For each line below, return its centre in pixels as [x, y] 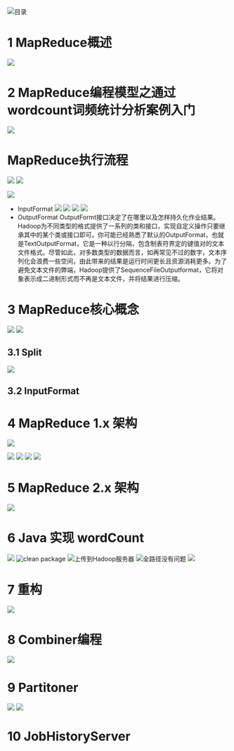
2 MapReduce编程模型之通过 [92, 93]
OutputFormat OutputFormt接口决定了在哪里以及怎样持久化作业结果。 [118, 217]
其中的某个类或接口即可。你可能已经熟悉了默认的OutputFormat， [118, 235]
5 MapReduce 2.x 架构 [73, 488]
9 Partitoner [43, 687]
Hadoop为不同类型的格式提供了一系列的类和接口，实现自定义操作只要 [118, 226]
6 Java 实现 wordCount [76, 538]
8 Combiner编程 [55, 640]
